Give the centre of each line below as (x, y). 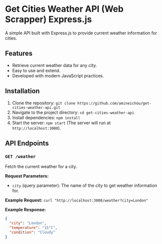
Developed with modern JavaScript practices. (58, 76)
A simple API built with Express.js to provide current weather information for (81, 33)
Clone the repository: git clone (44, 103)
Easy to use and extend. (36, 70)
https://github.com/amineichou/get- (114, 103)
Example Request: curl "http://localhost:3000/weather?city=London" (77, 200)
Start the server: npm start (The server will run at (61, 123)
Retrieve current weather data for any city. (54, 65)
